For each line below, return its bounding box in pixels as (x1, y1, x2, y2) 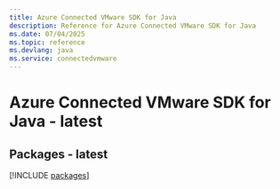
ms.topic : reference (9, 37, 86, 47)
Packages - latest (9, 146, 108, 161)
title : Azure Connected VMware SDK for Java (9, 12, 177, 22)
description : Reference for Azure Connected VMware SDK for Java (9, 21, 256, 30)
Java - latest (9, 112, 103, 131)
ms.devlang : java (9, 46, 74, 55)
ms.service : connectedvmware (9, 54, 117, 63)
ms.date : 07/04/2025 (9, 29, 86, 38)
